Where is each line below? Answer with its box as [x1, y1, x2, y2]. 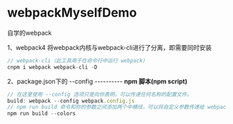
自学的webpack [7, 28, 52, 37]
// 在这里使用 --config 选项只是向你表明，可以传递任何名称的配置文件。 [7, 91, 193, 98]
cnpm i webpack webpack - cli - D [7, 64, 98, 71]
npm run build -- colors [7, 110, 76, 117]
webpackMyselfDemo [7, 5, 137, 21]
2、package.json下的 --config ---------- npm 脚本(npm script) [7, 77, 188, 85]
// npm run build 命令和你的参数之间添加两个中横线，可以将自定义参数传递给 [7, 104, 205, 111]
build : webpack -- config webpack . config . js [7, 97, 135, 105]
